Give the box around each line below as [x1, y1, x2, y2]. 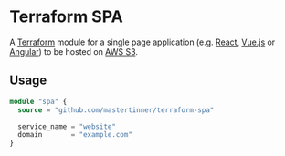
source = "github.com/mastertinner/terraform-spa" [17, 105, 215, 115]
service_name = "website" [17, 121, 117, 131]
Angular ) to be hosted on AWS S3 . [9, 46, 139, 57]
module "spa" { [9, 97, 68, 106]
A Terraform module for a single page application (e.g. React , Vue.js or [9, 36, 276, 47]
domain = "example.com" [17, 130, 132, 140]
